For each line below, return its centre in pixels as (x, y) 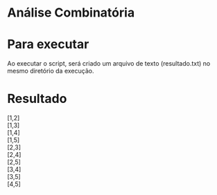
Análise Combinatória (71, 13)
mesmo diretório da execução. (51, 71)
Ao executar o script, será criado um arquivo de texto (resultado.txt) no (109, 64)
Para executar (48, 45)
